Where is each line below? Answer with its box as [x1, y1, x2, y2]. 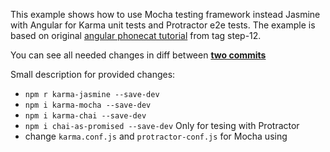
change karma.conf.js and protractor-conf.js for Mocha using [24, 130, 288, 142]
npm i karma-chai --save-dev [24, 111, 147, 121]
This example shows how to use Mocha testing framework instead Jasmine [10, 9, 321, 20]
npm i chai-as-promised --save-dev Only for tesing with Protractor [24, 120, 300, 131]
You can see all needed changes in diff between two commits [10, 49, 267, 61]
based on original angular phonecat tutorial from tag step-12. [10, 30, 262, 41]
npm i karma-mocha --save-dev [24, 100, 152, 110]
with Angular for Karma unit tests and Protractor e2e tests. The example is [10, 19, 316, 31]
